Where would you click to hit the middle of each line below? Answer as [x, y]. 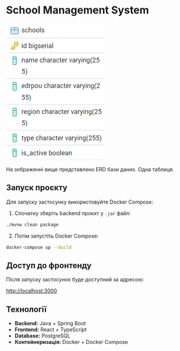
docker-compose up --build [39, 247]
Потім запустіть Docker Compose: [56, 236]
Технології [26, 309]
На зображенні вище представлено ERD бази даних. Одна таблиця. [90, 169]
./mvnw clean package [32, 225]
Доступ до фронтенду [49, 265]
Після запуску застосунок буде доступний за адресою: [75, 280]
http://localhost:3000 [32, 291]
